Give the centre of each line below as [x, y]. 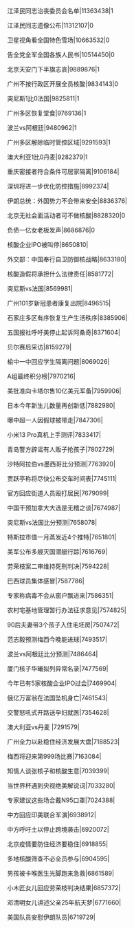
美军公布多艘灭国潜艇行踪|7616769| [57, 552]
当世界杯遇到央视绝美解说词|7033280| [61, 786]
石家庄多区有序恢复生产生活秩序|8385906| [67, 318]
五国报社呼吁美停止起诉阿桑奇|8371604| [64, 332]
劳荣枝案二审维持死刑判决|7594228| [58, 566]
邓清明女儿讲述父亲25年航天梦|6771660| [64, 903]
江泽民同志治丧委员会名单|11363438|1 [60, 11]
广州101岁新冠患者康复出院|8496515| [59, 303]
